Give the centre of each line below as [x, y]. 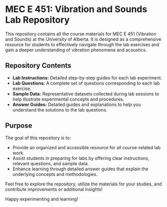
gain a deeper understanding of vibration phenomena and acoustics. [76, 50]
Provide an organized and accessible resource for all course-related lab [87, 147]
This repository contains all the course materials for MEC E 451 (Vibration [81, 34]
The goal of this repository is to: [38, 138]
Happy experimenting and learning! [42, 199]
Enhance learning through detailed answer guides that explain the [80, 169]
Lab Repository [38, 20]
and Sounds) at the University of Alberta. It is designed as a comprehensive [83, 39]
